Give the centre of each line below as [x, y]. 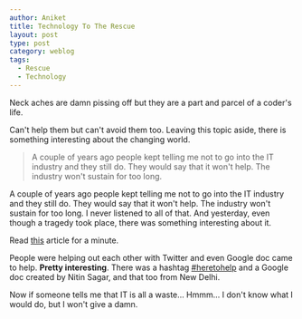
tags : [19, 60]
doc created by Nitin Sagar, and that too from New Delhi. [115, 276]
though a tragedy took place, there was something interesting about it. [141, 222]
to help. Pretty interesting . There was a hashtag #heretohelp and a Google [149, 267]
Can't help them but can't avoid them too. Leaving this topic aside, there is [148, 130]
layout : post [34, 34]
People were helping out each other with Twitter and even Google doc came [151, 257]
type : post [30, 43]
